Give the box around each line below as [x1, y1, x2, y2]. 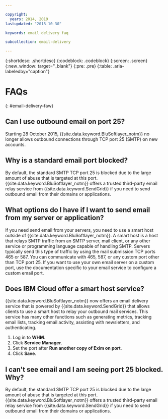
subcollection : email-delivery [5, 39, 71, 44]
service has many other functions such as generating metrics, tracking [5, 314, 152, 320]
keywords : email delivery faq [5, 30, 69, 35]
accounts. [5, 141, 26, 147]
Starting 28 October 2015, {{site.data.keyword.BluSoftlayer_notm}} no [5, 131, 150, 137]
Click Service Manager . [12, 340, 62, 346]
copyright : [5, 12, 28, 17]
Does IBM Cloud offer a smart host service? [5, 284, 144, 293]
